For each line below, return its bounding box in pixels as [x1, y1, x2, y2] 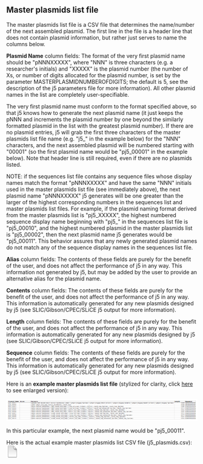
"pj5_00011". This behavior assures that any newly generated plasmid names [6, 237, 198, 244]
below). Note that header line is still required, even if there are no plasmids [6, 154, 192, 162]
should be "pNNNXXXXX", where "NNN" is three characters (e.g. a [6, 58, 173, 66]
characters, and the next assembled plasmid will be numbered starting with [6, 141, 195, 148]
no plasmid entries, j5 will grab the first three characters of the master [6, 128, 181, 136]
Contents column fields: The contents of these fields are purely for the [6, 286, 183, 294]
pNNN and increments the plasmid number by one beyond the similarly [6, 116, 184, 123]
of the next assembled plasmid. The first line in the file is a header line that [6, 27, 193, 35]
